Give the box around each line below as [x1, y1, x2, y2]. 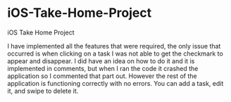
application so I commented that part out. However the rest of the [7, 72, 197, 80]
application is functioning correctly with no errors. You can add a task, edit [7, 79, 224, 87]
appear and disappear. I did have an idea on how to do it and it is [7, 56, 195, 65]
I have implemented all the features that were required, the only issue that [7, 42, 221, 50]
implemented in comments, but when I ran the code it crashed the [7, 64, 199, 72]
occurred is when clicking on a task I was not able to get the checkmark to [7, 49, 223, 58]
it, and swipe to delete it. [7, 87, 79, 95]
